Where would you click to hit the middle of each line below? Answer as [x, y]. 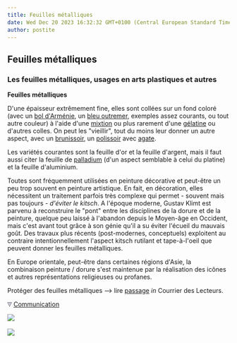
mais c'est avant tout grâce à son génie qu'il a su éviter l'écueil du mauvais [116, 226]
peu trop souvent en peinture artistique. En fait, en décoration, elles [105, 188]
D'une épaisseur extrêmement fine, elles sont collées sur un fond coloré [112, 109]
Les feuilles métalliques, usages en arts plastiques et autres [112, 79]
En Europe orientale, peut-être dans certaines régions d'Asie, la [99, 262]
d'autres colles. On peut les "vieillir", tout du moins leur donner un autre [111, 131]
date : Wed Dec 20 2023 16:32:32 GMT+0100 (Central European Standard [112, 22]
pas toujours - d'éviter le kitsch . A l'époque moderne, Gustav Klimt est [109, 203]
